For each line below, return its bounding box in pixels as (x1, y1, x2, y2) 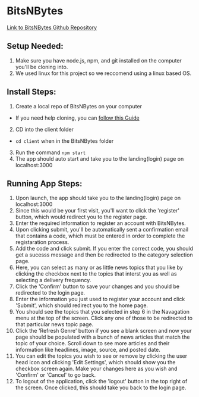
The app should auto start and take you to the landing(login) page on (15, 155, 184, 162)
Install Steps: (7, 87, 56, 97)
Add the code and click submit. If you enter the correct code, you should (15, 245, 194, 252)
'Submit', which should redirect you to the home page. (15, 302, 148, 309)
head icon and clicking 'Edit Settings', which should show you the (15, 359, 176, 366)
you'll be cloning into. (15, 63, 68, 70)
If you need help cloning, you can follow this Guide (15, 114, 140, 121)
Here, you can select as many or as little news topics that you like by (15, 264, 183, 271)
